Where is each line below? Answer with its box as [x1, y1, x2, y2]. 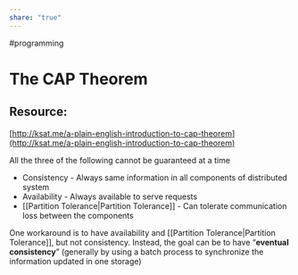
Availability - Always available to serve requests [21, 191, 198, 202]
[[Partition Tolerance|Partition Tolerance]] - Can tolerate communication [21, 200, 287, 211]
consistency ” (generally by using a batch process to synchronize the [9, 246, 264, 257]
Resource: [9, 104, 68, 120]
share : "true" [9, 12, 62, 22]
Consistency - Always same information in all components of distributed [21, 171, 288, 183]
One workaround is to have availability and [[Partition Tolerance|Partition [9, 227, 277, 237]
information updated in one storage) [9, 255, 142, 266]
